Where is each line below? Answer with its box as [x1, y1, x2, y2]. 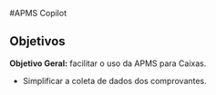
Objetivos [9, 33, 66, 49]
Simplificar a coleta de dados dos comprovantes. [22, 75, 207, 86]
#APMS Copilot [9, 8, 67, 18]
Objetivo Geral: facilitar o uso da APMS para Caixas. [9, 58, 207, 69]
